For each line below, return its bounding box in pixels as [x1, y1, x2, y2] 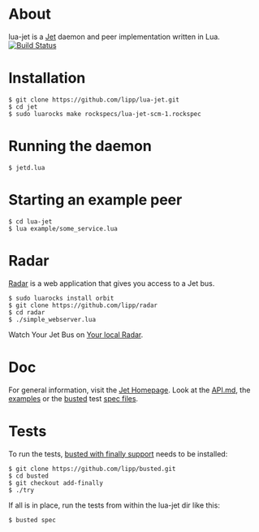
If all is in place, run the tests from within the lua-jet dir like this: [8, 500, 221, 510]
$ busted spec [8, 516, 57, 524]
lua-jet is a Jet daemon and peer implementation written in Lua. [8, 32, 221, 41]
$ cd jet [8, 102, 38, 110]
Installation [8, 69, 86, 88]
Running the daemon [8, 137, 152, 155]
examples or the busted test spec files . [8, 393, 139, 403]
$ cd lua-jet [8, 217, 53, 226]
